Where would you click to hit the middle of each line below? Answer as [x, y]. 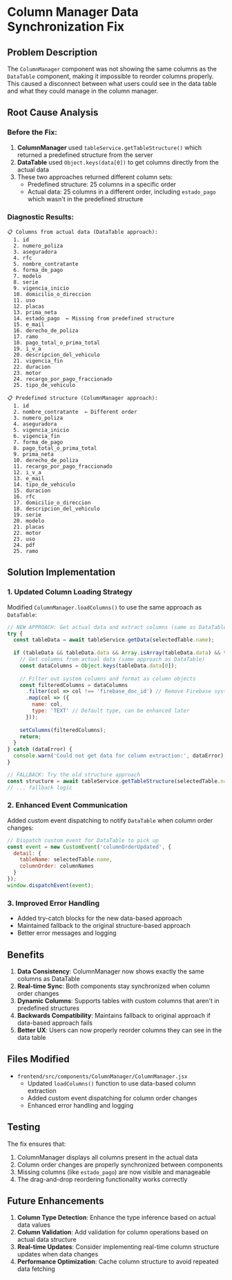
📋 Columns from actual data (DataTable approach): [83, 232]
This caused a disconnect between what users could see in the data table [112, 83]
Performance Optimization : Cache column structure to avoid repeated [118, 1262]
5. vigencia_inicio [41, 430]
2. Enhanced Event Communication [67, 805]
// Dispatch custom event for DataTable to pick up [83, 840]
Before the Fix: [32, 132]
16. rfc [25, 496]
